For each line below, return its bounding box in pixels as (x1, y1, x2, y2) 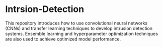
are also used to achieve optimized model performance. (5, 36, 121, 42)
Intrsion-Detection (5, 3, 85, 15)
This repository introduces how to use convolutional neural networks (5, 20, 147, 26)
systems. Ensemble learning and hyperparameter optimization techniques (5, 30, 158, 36)
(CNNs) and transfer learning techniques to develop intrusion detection (5, 25, 152, 31)
